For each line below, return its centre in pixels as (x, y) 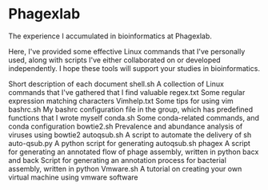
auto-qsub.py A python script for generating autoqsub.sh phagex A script (129, 143)
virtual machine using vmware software (73, 177)
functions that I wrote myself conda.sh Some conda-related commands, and (134, 117)
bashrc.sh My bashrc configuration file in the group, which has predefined (131, 109)
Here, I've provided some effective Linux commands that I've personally (127, 51)
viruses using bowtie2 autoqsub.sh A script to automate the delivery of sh (130, 135)
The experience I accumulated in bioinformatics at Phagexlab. (110, 36)
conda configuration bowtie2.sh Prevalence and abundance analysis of (126, 126)
